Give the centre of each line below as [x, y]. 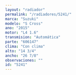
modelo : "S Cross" [24, 23]
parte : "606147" [22, 42]
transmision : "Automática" [33, 37]
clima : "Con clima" [25, 46]
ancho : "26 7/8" [22, 56]
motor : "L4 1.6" [22, 33]
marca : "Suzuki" [22, 19]
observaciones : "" [24, 60]
